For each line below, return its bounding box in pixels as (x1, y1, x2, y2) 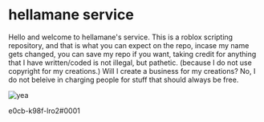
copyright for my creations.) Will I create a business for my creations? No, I (8, 66, 256, 75)
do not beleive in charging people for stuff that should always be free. (8, 75, 239, 84)
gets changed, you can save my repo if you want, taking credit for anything (8, 49, 257, 59)
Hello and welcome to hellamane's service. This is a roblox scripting (8, 32, 234, 42)
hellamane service (8, 6, 134, 24)
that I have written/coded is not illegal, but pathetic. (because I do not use (8, 58, 253, 67)
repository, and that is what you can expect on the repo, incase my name (8, 40, 250, 50)
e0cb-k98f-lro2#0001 (8, 106, 80, 116)
